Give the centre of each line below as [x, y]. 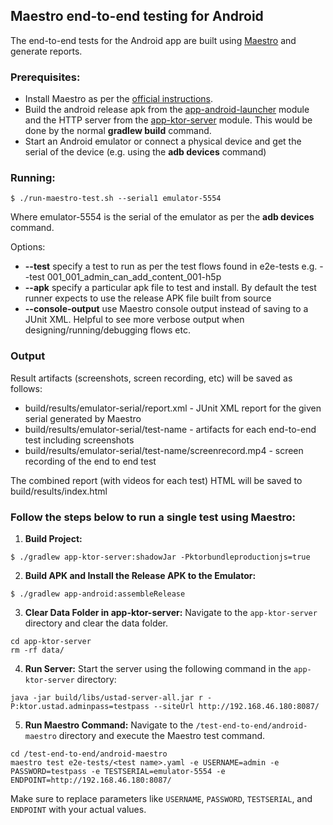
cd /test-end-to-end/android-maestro [89, 754]
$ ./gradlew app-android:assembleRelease [98, 594]
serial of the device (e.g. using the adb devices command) [145, 152]
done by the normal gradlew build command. [118, 131]
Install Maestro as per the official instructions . [118, 99]
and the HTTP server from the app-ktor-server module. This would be [168, 120]
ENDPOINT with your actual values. [78, 809]
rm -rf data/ [37, 650]
